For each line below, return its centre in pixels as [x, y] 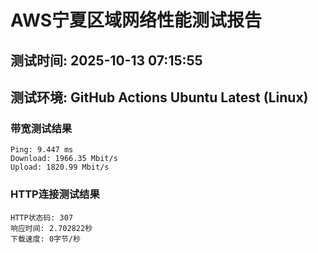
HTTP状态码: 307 [42, 217]
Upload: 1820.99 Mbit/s [60, 167]
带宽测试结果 [41, 128]
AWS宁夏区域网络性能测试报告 [136, 20]
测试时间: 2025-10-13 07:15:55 [106, 60]
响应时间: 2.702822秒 [51, 228]
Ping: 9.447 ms [42, 150]
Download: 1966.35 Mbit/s [64, 159]
